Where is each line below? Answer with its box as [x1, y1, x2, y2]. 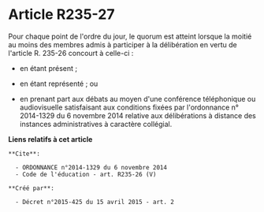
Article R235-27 [8, 6, 116, 24]
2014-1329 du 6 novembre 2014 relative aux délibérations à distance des [19, 110, 256, 120]
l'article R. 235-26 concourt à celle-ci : [8, 48, 134, 58]
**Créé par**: [8, 184, 55, 192]
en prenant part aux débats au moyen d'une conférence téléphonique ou [19, 94, 256, 103]
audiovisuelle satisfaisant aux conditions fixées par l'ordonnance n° [19, 102, 239, 112]
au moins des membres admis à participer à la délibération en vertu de [8, 39, 238, 49]
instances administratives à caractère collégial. [19, 119, 173, 128]
